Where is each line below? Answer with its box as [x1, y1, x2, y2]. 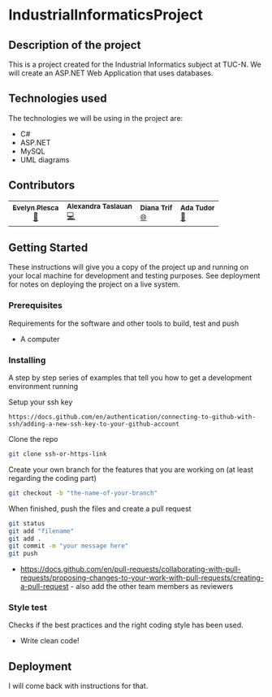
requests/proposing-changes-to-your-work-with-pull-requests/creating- [19, 573, 264, 582]
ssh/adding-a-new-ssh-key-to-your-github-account [8, 420, 180, 428]
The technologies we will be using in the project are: [8, 113, 183, 123]
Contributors [8, 179, 76, 193]
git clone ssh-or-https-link [8, 450, 107, 458]
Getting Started [8, 241, 89, 255]
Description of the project [8, 38, 141, 52]
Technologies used [8, 92, 107, 106]
